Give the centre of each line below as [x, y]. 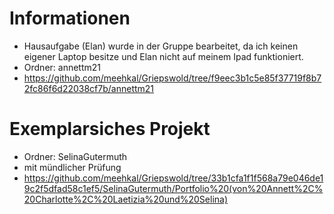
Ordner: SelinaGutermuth [75, 156]
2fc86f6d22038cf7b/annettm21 [89, 88]
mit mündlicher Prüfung [72, 167]
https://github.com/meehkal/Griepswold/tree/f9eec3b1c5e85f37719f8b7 [172, 78]
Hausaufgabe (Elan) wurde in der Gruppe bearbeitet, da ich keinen [161, 46]
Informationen [70, 18]
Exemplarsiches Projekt [110, 129]
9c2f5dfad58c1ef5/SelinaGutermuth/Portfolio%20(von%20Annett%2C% [173, 188]
